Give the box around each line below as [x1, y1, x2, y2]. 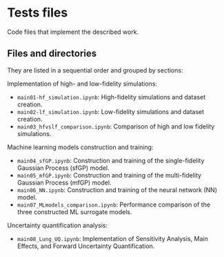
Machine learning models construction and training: [7, 143, 154, 151]
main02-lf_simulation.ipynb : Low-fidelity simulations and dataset [17, 107, 205, 115]
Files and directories [7, 48, 97, 59]
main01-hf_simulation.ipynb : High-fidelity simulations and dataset [17, 93, 206, 101]
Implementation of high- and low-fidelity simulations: [7, 79, 157, 88]
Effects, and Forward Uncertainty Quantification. [17, 242, 155, 250]
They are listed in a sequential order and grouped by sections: [7, 66, 183, 74]
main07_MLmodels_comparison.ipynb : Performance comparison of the [17, 200, 211, 209]
